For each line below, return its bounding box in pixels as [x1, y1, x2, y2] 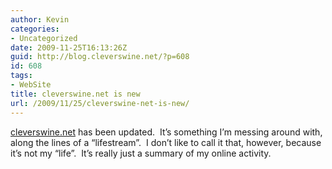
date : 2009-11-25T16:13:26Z [10, 42, 128, 53]
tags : [10, 71, 33, 81]
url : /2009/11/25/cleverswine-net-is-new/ [10, 98, 190, 108]
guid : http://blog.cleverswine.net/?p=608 [10, 52, 190, 62]
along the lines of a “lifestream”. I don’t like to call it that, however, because [10, 136, 322, 148]
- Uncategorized [10, 33, 78, 43]
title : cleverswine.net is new [10, 89, 141, 99]
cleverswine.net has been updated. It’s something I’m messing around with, [10, 126, 323, 138]
